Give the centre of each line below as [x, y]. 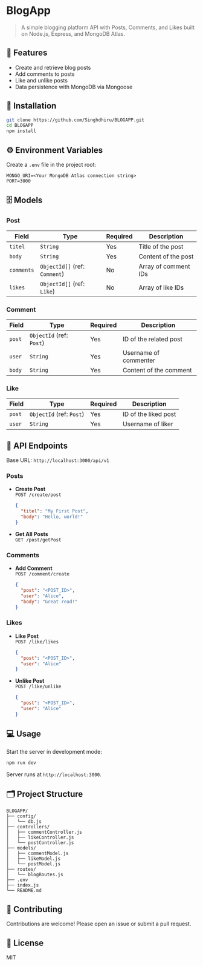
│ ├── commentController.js [44, 832]
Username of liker [148, 424]
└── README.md [24, 891]
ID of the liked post [150, 414]
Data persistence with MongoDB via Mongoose [74, 87]
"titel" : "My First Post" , [55, 511]
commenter [139, 360]
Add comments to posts [45, 74]
